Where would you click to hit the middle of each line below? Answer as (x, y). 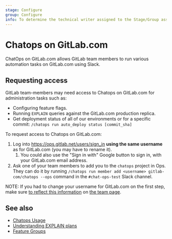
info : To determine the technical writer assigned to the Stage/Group (82, 19)
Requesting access (37, 80)
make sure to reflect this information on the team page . (63, 192)
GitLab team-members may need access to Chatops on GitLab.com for (80, 93)
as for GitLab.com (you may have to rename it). (62, 150)
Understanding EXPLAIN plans (45, 226)
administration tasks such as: (36, 98)
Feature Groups (29, 231)
